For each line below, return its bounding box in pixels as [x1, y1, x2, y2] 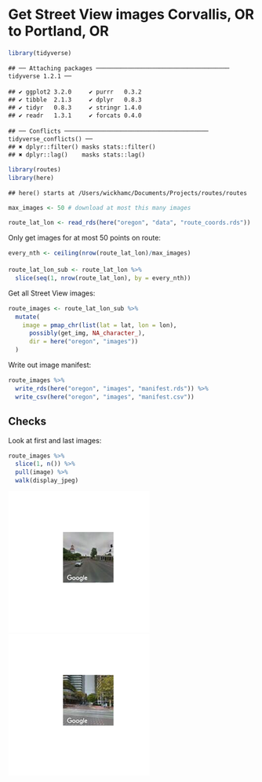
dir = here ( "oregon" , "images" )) [28, 338, 139, 346]
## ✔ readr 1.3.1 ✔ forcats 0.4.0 [8, 112, 143, 119]
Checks [8, 415, 47, 428]
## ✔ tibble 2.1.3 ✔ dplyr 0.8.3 [8, 96, 143, 104]
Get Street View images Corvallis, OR [8, 6, 255, 24]
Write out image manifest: [8, 360, 92, 370]
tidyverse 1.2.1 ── [8, 72, 72, 80]
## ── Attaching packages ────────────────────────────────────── [8, 64, 230, 72]
